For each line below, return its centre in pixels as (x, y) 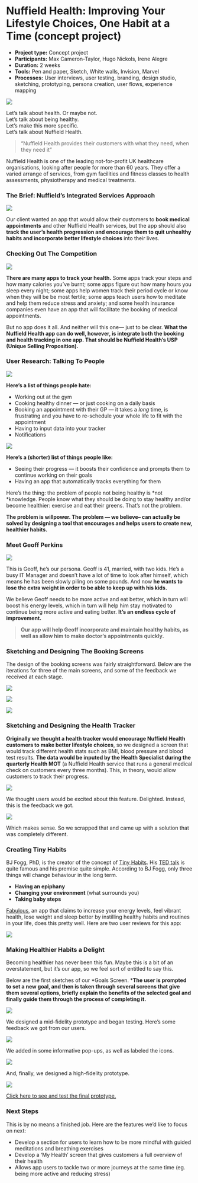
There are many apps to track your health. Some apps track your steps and (99, 278)
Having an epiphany (40, 887)
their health (29, 1161)
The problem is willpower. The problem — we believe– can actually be (93, 516)
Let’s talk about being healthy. (43, 119)
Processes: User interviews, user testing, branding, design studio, (95, 78)
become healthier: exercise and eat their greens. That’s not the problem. (94, 505)
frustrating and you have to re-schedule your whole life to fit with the (98, 416)
